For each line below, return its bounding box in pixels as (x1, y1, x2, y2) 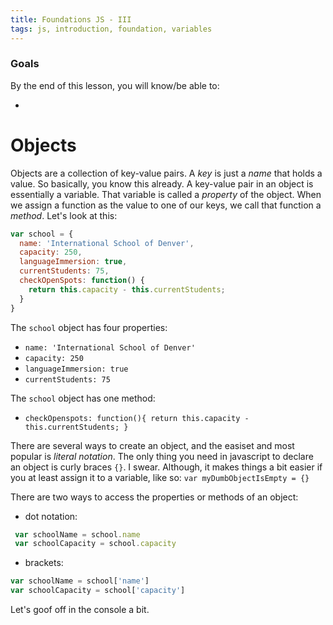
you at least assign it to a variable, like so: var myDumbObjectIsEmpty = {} (10, 471, 310, 483)
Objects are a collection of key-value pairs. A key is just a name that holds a (10, 167, 323, 179)
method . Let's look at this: (10, 209, 118, 221)
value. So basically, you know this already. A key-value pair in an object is (10, 177, 314, 190)
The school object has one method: (10, 392, 156, 404)
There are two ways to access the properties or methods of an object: (10, 491, 299, 503)
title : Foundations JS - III (10, 14, 132, 25)
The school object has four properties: (10, 321, 168, 333)
